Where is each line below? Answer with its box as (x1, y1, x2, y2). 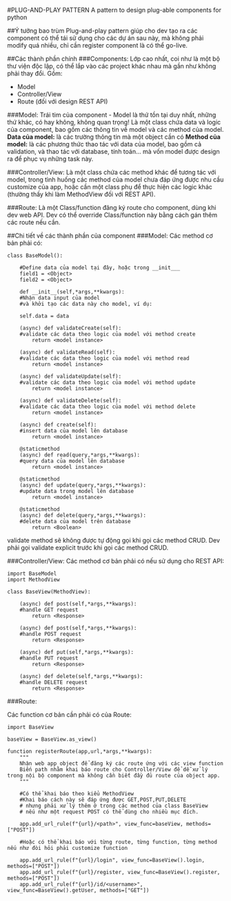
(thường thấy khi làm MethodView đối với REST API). (7, 190, 156, 198)
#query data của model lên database (19, 458, 125, 465)
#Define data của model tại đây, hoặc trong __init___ (19, 264, 181, 271)
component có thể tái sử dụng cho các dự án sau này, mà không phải (7, 34, 204, 42)
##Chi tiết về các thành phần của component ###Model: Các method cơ (7, 231, 214, 240)
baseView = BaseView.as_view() (7, 736, 97, 743)
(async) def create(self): (19, 421, 97, 428)
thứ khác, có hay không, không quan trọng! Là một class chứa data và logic (7, 118, 221, 126)
